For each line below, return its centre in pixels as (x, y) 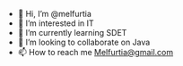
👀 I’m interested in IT (56, 23)
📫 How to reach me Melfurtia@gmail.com (95, 52)
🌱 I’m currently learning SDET (72, 33)
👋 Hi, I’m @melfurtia (55, 14)
